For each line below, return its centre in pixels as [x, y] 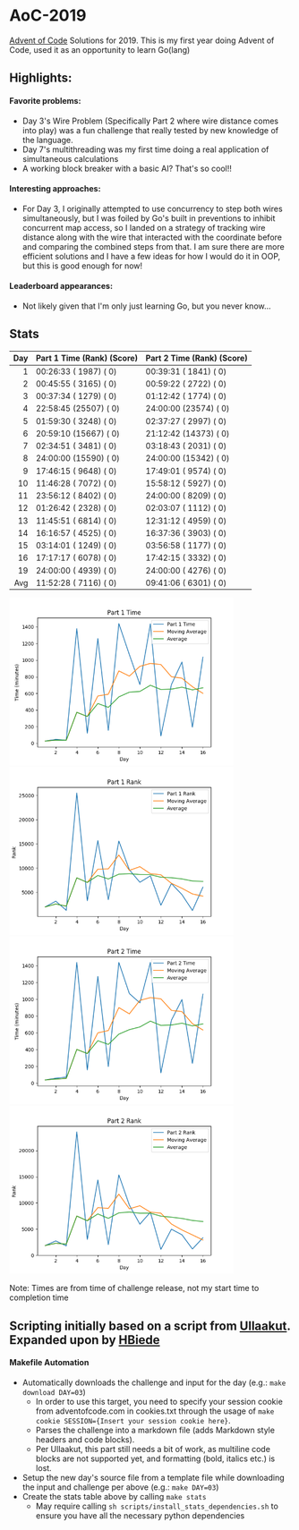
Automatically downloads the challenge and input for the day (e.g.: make [154, 1382]
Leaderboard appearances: [61, 286]
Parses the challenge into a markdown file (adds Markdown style [155, 1430]
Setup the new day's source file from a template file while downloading [153, 1477]
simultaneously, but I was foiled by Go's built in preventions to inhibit [149, 218]
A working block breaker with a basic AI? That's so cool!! [127, 168]
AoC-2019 [48, 16]
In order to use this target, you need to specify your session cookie [159, 1401]
